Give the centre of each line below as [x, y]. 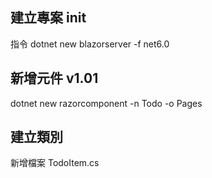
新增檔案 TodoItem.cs [55, 163]
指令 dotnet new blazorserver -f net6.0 [90, 44]
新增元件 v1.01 [54, 78]
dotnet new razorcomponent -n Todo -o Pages [106, 103]
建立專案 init [48, 18]
